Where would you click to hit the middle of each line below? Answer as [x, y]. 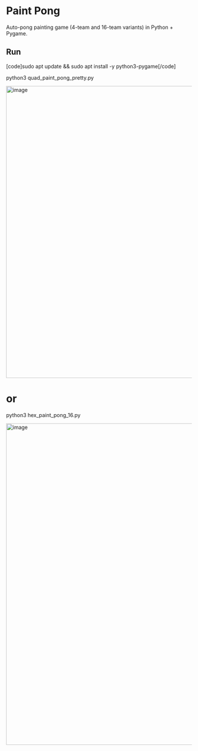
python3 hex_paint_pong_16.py [43, 415]
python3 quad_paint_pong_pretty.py [50, 77]
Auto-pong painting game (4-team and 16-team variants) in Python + [90, 27]
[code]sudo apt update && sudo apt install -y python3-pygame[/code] [91, 66]
